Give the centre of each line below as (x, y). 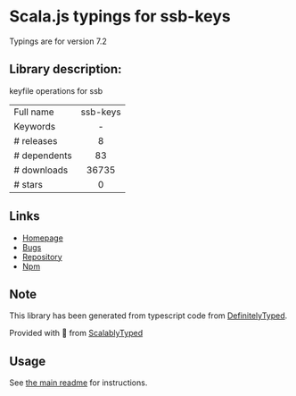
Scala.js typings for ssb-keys (120, 17)
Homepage (43, 238)
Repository (42, 257)
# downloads (41, 170)
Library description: (66, 69)
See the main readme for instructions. (78, 383)
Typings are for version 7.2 (58, 41)
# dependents (43, 156)
